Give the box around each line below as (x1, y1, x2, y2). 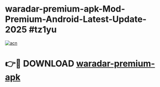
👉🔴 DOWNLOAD (5, 58, 74, 69)
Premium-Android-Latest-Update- (5, 14, 147, 25)
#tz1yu (29, 24, 57, 35)
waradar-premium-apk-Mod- (5, 3, 125, 15)
